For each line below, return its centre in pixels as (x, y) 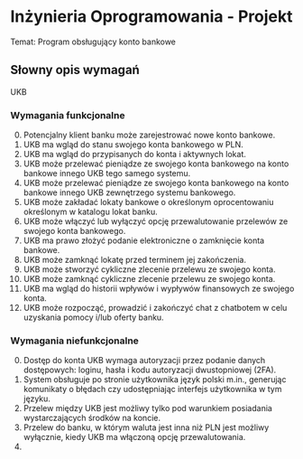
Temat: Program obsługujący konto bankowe (93, 42)
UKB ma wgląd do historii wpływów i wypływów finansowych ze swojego (159, 289)
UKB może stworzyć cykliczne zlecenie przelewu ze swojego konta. (149, 269)
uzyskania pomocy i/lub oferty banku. (94, 317)
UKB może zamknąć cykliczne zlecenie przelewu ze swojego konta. (149, 279)
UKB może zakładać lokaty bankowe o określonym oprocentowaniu (148, 202)
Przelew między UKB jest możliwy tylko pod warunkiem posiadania (148, 408)
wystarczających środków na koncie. (92, 418)
